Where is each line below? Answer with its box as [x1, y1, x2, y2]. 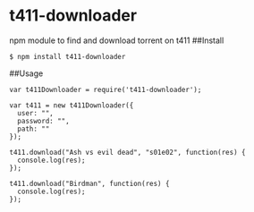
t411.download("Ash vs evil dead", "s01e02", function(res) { [9, 148, 246, 157]
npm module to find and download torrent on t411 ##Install [9, 35, 224, 46]
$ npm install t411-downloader [9, 52, 126, 61]
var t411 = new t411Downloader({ [9, 100, 134, 110]
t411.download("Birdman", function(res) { [9, 179, 170, 188]
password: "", [17, 116, 70, 125]
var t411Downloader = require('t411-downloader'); [9, 85, 202, 94]
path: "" [17, 124, 50, 133]
